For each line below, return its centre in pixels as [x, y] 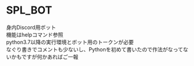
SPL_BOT [29, 10]
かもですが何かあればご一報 [45, 57]
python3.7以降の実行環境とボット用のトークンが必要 [70, 42]
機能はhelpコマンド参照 [35, 34]
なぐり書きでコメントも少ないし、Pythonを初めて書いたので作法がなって [95, 49]
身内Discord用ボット [31, 27]
